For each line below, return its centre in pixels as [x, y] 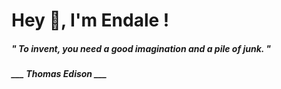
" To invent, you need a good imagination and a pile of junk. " [141, 48]
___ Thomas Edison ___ [59, 74]
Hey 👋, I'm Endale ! [90, 20]
